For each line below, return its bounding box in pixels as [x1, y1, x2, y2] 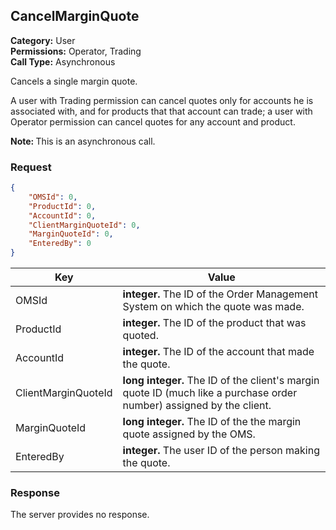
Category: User [10, 34, 76, 46]
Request [10, 160, 52, 174]
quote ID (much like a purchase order [122, 386, 298, 400]
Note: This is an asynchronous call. [10, 135, 156, 147]
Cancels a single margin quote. [10, 75, 138, 87]
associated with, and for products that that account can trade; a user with [10, 105, 313, 117]
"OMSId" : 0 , [28, 192, 78, 202]
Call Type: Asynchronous [10, 55, 116, 68]
